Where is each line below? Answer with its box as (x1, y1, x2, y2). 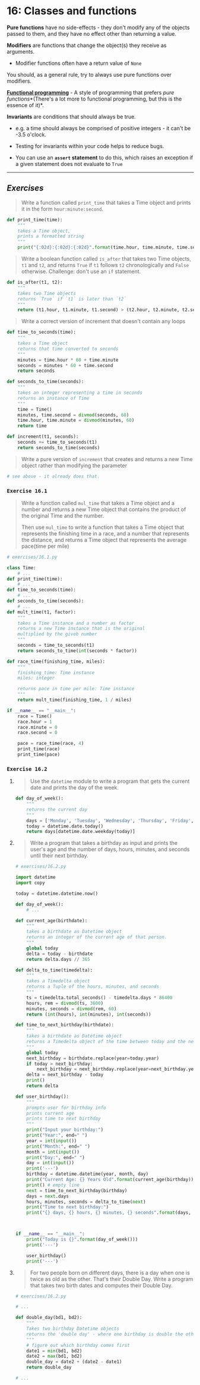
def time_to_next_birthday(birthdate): (15, 1022, 115, 1028)
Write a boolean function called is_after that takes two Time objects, (21, 255, 192, 262)
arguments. (7, 48, 35, 55)
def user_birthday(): (15, 1093, 69, 1099)
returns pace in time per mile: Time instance (17, 686, 135, 692)
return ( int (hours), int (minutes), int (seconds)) (26, 1011, 151, 1017)
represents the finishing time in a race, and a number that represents (21, 529, 189, 537)
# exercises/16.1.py (7, 554, 58, 560)
